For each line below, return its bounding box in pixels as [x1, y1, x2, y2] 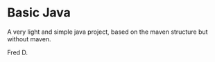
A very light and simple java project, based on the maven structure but [7, 28, 208, 36]
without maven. [7, 34, 51, 43]
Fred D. [7, 48, 28, 56]
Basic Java [7, 5, 71, 21]
